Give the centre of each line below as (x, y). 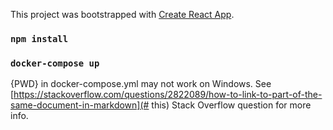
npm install (39, 38)
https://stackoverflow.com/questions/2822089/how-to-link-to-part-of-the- (168, 95)
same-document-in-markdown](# (80, 105)
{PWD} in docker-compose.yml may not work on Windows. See (141, 84)
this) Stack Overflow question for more (231, 105)
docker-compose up (55, 63)
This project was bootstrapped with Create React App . (122, 14)
